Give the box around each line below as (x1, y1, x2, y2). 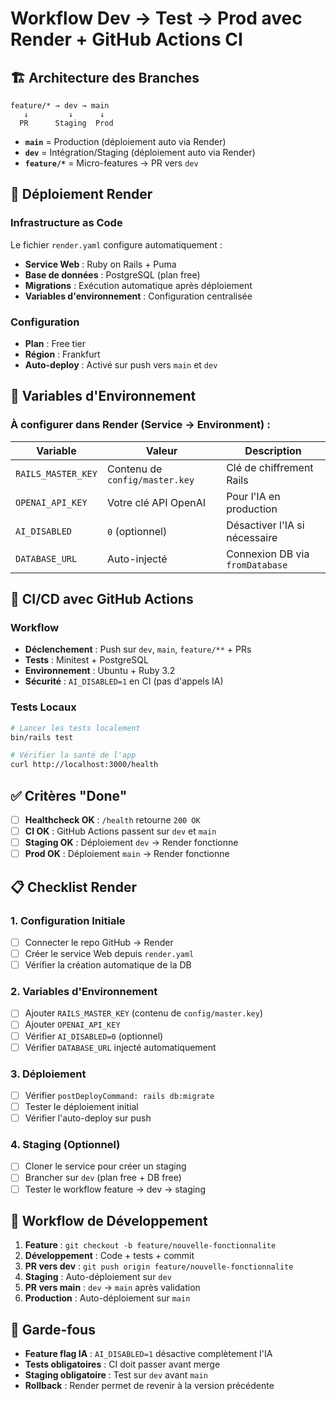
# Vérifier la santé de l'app (10, 750, 137, 761)
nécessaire (226, 530, 278, 544)
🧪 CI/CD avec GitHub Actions (10, 591, 194, 608)
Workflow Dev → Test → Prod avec (10, 7, 303, 30)
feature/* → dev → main (10, 101, 110, 111)
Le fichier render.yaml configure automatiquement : (10, 238, 223, 251)
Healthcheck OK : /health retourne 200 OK (24, 813, 201, 826)
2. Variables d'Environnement (10, 985, 158, 999)
